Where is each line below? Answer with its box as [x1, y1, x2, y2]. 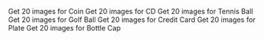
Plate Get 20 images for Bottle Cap [8, 24, 121, 32]
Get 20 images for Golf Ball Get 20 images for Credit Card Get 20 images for [8, 15, 256, 24]
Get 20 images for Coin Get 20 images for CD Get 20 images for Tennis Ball [8, 7, 254, 16]
